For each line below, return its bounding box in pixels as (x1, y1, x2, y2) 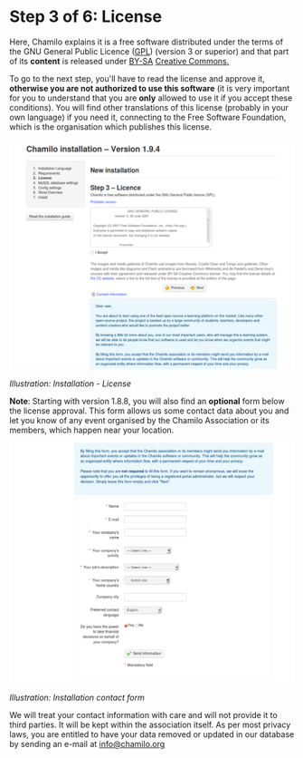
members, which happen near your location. (9, 424, 175, 435)
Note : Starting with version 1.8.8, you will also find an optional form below (9, 395, 285, 406)
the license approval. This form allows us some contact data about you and (9, 405, 289, 416)
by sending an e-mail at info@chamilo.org (9, 739, 166, 750)
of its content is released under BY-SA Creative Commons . (9, 55, 230, 66)
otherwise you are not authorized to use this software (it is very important (9, 83, 290, 93)
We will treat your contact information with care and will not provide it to (9, 710, 278, 721)
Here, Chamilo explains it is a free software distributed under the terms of (9, 36, 283, 47)
